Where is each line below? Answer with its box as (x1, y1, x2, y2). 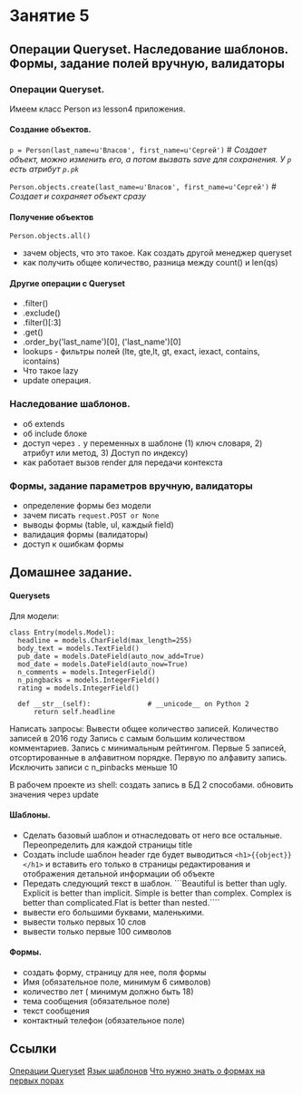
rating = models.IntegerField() (17, 683, 141, 693)
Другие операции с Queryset (9, 277, 125, 288)
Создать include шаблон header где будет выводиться (22, 848, 233, 859)
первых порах (9, 1075, 64, 1086)
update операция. (22, 375, 92, 386)
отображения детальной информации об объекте (22, 867, 215, 879)
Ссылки (9, 1042, 57, 1057)
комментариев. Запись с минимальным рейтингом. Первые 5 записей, (9, 742, 287, 753)
